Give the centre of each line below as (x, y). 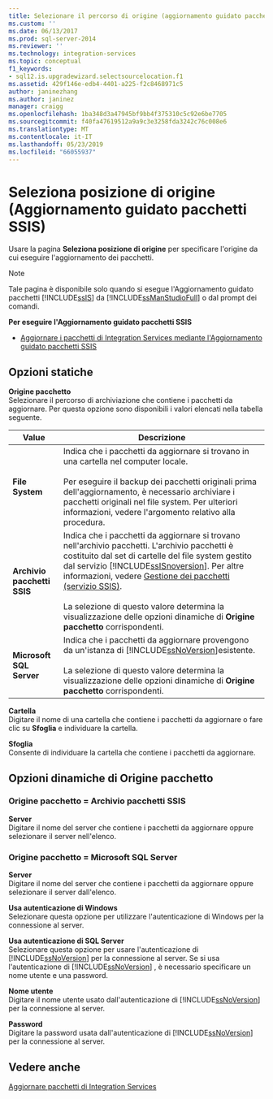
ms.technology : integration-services (72, 54)
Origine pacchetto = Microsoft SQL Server (93, 857)
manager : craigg (36, 106)
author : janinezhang (43, 91)
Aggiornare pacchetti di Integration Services (82, 1086)
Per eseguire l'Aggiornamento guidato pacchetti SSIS (100, 322)
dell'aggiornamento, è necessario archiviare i (149, 492)
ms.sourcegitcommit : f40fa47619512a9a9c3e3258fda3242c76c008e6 (118, 122)
